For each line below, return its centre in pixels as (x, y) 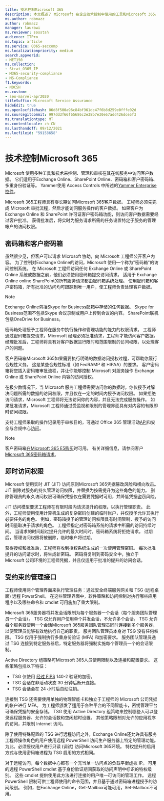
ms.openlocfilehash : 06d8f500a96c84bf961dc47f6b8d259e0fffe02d (71, 110)
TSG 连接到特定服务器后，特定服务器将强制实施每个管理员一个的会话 (80, 643)
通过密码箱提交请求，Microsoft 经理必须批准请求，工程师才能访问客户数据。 (82, 336)
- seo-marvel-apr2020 (27, 96)
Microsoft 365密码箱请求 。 (32, 454)
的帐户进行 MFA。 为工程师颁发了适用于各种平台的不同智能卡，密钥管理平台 (81, 705)
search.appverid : (23, 55)
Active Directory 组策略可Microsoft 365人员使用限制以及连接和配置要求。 (79, 660)
